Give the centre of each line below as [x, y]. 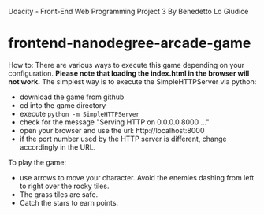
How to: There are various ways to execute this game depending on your [126, 65]
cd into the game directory [63, 105]
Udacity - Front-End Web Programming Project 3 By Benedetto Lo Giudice [128, 11]
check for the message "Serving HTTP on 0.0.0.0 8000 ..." [114, 122]
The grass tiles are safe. [59, 194]
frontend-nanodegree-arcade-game [130, 43]
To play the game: [37, 162]
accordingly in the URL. [58, 147]
